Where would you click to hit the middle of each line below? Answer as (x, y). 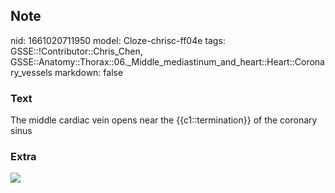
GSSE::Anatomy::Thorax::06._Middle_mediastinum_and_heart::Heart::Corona (167, 61)
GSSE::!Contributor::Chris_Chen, (76, 51)
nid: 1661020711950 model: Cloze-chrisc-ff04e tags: (118, 40)
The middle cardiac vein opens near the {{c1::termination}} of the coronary (164, 120)
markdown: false (89, 72)
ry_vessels (31, 72)
